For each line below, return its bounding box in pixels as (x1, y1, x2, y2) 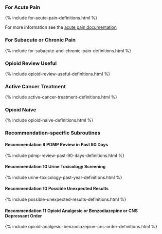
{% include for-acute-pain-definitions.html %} (5, 15, 98, 21)
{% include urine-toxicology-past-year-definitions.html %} (5, 175, 123, 180)
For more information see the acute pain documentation (5, 24, 117, 30)
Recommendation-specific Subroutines (5, 130, 101, 136)
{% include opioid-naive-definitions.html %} (5, 117, 93, 123)
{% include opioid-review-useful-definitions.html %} (5, 71, 110, 77)
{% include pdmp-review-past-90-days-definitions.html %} (5, 153, 125, 158)
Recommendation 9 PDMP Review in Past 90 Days (5, 142, 108, 147)
